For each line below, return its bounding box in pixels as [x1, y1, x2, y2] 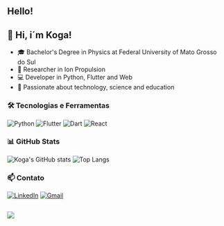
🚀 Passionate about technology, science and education [17, 83, 175, 92]
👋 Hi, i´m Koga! [7, 29, 72, 41]
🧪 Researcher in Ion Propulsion [17, 65, 106, 73]
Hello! [7, 6, 33, 17]
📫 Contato [7, 173, 45, 182]
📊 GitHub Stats [7, 137, 60, 146]
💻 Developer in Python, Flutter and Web [17, 73, 133, 82]
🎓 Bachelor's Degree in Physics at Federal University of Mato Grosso [17, 48, 217, 56]
